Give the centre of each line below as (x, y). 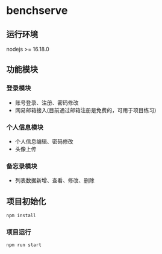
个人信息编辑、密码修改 (44, 141)
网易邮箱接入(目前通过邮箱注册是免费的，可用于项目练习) (86, 110)
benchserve (37, 11)
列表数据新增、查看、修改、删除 (55, 180)
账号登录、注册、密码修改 (47, 103)
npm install (21, 216)
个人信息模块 (25, 127)
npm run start (24, 245)
